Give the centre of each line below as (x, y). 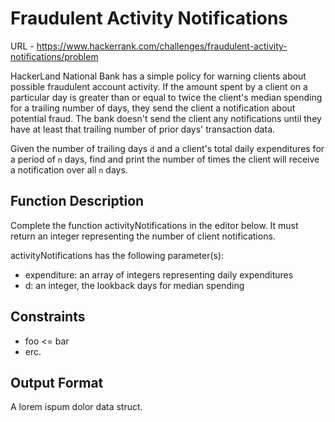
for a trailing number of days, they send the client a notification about (153, 108)
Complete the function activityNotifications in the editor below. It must (154, 225)
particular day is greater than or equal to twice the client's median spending (166, 97)
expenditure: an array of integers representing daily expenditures (159, 274)
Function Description (77, 201)
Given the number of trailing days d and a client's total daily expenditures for (167, 148)
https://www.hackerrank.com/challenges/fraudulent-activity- (162, 46)
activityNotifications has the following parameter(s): (117, 255)
